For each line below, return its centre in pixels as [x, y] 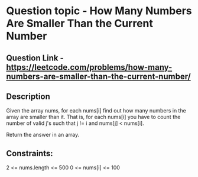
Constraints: [30, 153]
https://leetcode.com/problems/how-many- [89, 67]
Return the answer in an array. [43, 135]
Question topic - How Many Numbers [99, 11]
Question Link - [35, 58]
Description [28, 96]
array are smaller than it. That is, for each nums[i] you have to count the [93, 117]
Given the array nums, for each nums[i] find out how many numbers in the [96, 111]
